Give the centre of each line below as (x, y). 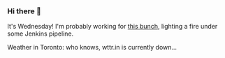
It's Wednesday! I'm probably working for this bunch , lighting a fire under (112, 27)
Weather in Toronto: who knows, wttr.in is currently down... (92, 48)
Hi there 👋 (24, 11)
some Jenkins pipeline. (41, 34)
